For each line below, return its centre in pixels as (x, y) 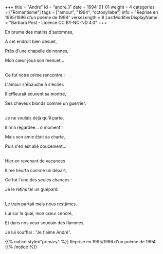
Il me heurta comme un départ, (36, 170)
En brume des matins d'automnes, (39, 32)
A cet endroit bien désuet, (31, 41)
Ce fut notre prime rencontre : (35, 75)
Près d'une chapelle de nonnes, (37, 51)
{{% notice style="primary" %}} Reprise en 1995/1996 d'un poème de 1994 (80, 242)
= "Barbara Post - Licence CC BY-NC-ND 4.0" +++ (56, 22)
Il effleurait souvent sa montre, (36, 94)
